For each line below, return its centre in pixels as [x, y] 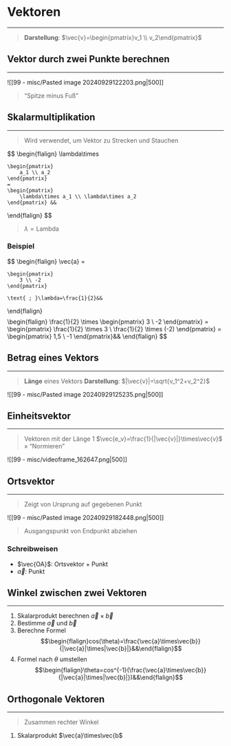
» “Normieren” [44, 446]
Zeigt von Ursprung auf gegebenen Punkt [83, 504]
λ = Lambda [42, 229]
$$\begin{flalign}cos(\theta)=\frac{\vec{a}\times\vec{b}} [120, 641]
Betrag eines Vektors [53, 358]
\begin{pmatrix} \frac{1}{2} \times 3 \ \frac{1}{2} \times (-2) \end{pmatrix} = [114, 329]
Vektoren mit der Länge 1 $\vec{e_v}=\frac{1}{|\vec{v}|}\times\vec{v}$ [123, 439]
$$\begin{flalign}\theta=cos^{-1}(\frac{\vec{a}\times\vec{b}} [121, 670]
